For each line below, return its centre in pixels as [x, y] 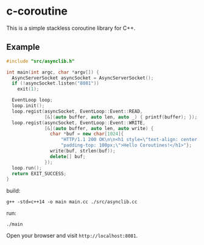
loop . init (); [28, 106]
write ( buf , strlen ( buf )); [83, 151]
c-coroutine [37, 11]
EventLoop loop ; [32, 100]
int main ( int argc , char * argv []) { [53, 72]
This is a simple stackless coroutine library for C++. [71, 28]
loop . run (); [27, 168]
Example [23, 47]
